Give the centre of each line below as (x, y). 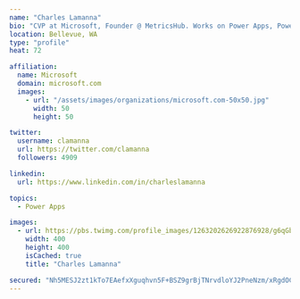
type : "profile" (39, 42)
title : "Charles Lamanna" (74, 264)
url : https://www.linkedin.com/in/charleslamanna (111, 182)
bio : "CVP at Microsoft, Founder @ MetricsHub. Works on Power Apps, (142, 26)
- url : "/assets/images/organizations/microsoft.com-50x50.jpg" (147, 100)
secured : (25, 280)
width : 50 (51, 108)
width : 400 (46, 239)
